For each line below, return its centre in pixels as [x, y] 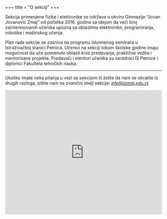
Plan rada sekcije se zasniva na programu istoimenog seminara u [72, 42]
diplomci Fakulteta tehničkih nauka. [42, 63]
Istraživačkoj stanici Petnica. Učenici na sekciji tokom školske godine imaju [82, 48]
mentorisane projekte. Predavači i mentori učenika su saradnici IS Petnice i [82, 58]
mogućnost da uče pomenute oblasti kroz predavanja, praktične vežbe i [79, 53]
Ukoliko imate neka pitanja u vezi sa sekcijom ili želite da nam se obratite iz [82, 78]
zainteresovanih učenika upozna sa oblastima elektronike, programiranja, [80, 27]
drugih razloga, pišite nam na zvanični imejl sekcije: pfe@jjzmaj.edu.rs [77, 83]
